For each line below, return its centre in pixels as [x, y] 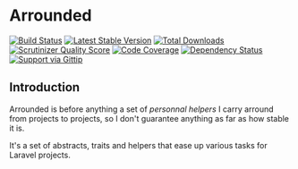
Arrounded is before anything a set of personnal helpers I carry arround [142, 109]
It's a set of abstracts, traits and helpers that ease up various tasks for [138, 145]
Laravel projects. [40, 155]
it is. [17, 128]
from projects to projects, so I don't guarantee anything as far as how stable [149, 118]
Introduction [45, 87]
